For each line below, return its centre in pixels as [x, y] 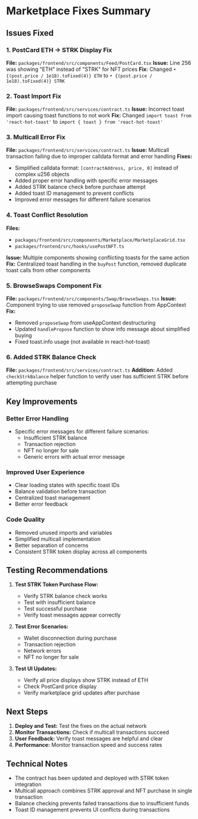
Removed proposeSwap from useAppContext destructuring [85, 323]
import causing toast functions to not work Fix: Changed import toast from [99, 116]
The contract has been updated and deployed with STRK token [92, 778]
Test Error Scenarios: [42, 627]
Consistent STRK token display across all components [81, 552]
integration [28, 784]
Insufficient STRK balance [55, 438]
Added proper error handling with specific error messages [86, 180]
